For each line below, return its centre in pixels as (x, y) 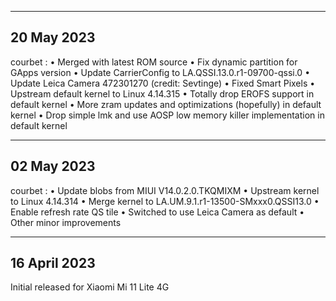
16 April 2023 (53, 263)
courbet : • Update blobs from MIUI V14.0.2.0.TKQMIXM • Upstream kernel (165, 190)
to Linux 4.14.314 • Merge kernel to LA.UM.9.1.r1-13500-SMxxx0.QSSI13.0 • (165, 201)
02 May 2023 (53, 166)
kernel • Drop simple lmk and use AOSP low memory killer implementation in (167, 115)
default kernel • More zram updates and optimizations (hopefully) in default (166, 104)
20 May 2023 (53, 37)
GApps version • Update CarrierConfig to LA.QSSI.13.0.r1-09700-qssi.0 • (160, 72)
